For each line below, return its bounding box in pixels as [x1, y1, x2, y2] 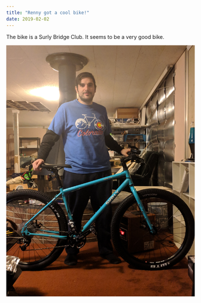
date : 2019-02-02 [6, 16, 50, 22]
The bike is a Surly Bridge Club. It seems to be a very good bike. [6, 33, 165, 40]
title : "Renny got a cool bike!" [6, 10, 90, 16]
